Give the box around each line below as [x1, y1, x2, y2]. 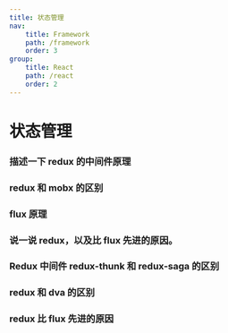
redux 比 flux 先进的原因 [9, 312, 114, 325]
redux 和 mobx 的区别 [9, 181, 104, 193]
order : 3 [25, 47, 58, 55]
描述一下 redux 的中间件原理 [9, 155, 131, 167]
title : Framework [25, 30, 90, 38]
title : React [25, 64, 74, 73]
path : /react [25, 72, 74, 81]
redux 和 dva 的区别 [9, 286, 96, 299]
